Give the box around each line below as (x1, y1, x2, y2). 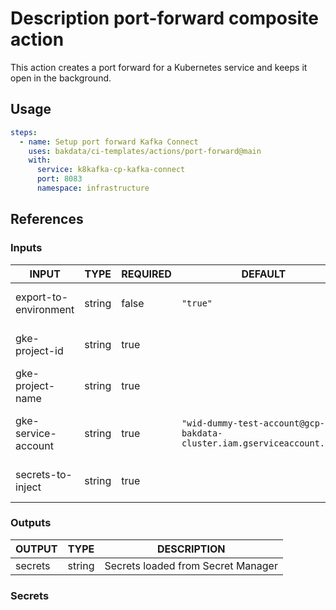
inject (15, 480, 42, 494)
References (10, 211, 84, 228)
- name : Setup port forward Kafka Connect (19, 137, 199, 147)
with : (28, 155, 52, 166)
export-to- (15, 290, 69, 304)
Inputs (10, 241, 43, 255)
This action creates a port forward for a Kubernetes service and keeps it (10, 61, 308, 73)
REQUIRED (121, 267, 172, 281)
